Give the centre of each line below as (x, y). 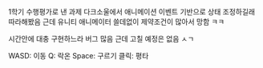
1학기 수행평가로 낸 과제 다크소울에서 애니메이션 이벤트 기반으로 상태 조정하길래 (131, 12)
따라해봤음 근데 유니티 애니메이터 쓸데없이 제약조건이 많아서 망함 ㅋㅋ (116, 22)
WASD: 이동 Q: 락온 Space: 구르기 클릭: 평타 (79, 56)
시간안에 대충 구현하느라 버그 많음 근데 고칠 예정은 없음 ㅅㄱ (101, 39)
